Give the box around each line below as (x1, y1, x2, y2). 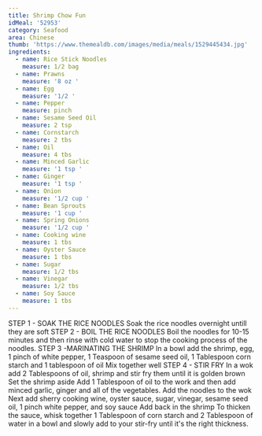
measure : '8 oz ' (22, 77, 79, 85)
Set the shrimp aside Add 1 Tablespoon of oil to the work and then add (8, 377, 236, 386)
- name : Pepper (15, 99, 65, 107)
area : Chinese (8, 33, 55, 42)
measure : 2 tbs (22, 135, 72, 144)
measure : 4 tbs (22, 150, 72, 158)
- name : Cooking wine (15, 231, 87, 239)
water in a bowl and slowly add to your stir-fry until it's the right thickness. (8, 419, 249, 428)
